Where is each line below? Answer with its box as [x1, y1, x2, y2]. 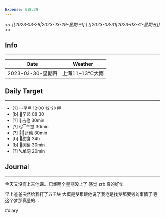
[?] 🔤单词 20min [12, 148, 45, 154]
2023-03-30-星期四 [7, 70, 58, 77]
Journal [5, 163, 29, 171]
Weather [73, 61, 93, 68]
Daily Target [5, 87, 43, 95]
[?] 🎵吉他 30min [12, 117, 45, 123]
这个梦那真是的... [5, 197, 39, 204]
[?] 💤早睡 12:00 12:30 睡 [12, 105, 62, 111]
